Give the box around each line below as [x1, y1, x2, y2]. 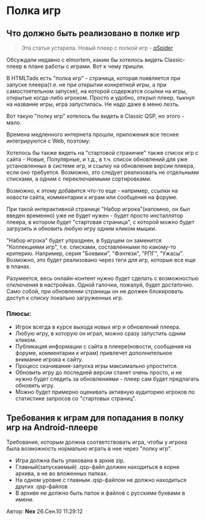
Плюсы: [6, 309, 32, 318]
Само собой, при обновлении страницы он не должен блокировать [6, 288, 184, 294]
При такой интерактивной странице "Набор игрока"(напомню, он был [6, 206, 190, 212]
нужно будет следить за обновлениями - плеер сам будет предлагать [15, 375, 199, 383]
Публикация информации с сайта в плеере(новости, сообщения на [15, 343, 192, 350]
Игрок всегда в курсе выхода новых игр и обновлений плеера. [15, 323, 181, 331]
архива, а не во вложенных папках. [15, 470, 108, 478]
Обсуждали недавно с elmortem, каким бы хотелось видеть [6, 56, 163, 63]
